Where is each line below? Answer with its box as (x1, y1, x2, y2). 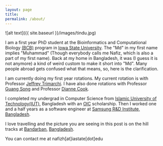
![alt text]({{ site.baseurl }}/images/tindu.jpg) (5, 30, 97, 36)
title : (5, 12, 19, 17)
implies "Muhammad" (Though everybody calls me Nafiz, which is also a (5, 50, 154, 56)
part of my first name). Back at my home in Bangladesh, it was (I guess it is (5, 55, 158, 61)
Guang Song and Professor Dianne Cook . (5, 86, 89, 92)
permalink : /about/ (5, 16, 46, 21)
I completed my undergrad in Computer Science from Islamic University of (5, 96, 157, 101)
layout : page (5, 7, 32, 12)
